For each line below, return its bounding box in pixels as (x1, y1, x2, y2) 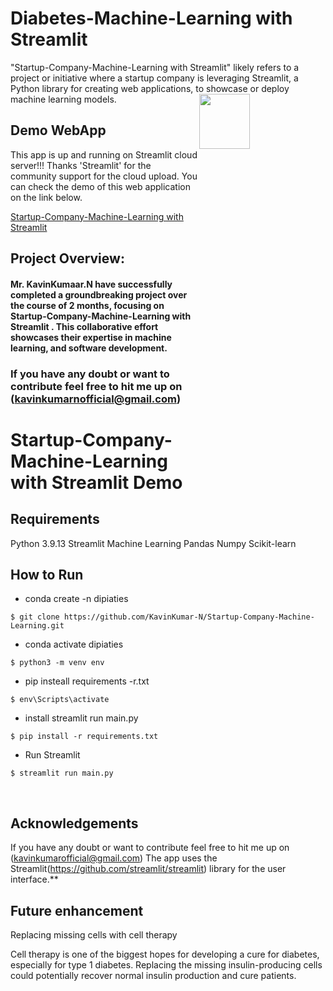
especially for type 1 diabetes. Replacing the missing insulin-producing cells (10, 959, 323, 971)
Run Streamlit (24, 749, 81, 761)
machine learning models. (10, 93, 117, 105)
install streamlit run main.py (24, 712, 139, 724)
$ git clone (10, 612, 60, 622)
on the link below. (10, 191, 83, 203)
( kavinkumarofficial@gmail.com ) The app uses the (10, 852, 218, 864)
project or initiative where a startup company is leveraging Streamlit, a (10, 72, 299, 84)
